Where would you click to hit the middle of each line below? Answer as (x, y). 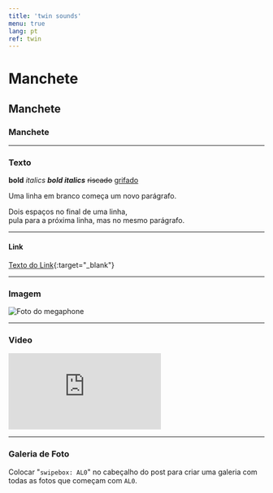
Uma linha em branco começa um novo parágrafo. (93, 196)
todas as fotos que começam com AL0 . (73, 480)
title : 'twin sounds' (45, 16)
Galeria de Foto (39, 454)
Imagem (25, 294)
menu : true (27, 24)
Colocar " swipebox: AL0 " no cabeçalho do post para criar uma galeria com (133, 472)
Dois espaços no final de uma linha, (68, 212)
